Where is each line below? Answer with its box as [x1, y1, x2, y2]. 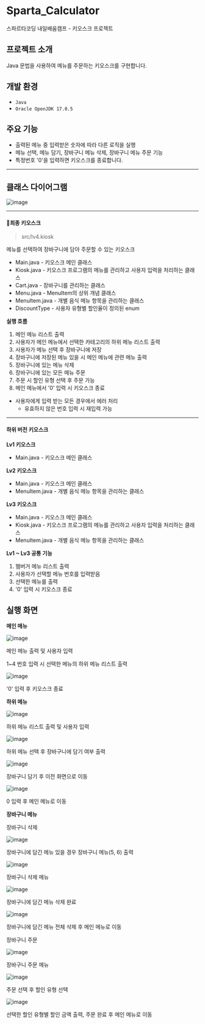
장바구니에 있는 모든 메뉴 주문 [15, 369, 85, 377]
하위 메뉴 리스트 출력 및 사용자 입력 [6, 723, 90, 731]
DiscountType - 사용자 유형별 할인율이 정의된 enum [15, 304, 140, 312]
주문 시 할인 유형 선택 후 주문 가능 [15, 377, 95, 384]
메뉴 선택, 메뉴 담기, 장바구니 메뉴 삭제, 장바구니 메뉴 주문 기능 [15, 149, 164, 156]
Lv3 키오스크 [6, 500, 37, 508]
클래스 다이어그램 [6, 182, 68, 192]
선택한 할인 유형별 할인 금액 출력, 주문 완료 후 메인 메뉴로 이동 [6, 1011, 153, 1018]
